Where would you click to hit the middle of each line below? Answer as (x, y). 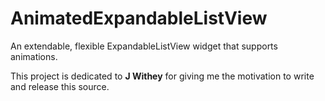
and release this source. (60, 86)
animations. (34, 56)
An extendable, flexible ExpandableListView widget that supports (144, 46)
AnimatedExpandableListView (139, 18)
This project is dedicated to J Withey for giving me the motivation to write (162, 76)
